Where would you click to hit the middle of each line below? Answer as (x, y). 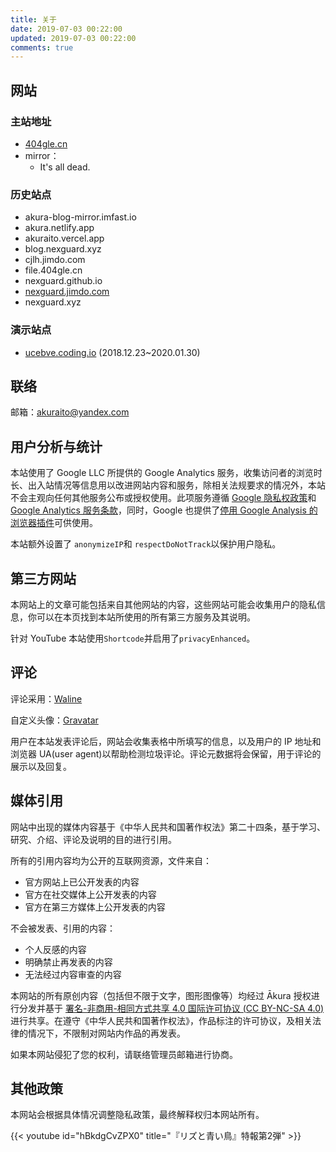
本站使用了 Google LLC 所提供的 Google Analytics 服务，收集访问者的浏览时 (166, 473)
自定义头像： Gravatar (54, 720)
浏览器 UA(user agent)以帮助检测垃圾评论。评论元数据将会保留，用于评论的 (166, 753)
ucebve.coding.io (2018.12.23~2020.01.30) (112, 352)
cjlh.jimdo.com (55, 260)
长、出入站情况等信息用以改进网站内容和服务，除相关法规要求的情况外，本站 (168, 485)
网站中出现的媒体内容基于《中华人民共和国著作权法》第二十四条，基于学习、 (168, 827)
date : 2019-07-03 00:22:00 (66, 29)
